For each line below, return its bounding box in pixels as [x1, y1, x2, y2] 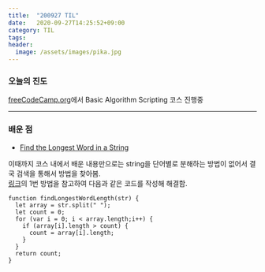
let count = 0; [15, 208, 65, 216]
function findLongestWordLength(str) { [8, 194, 140, 202]
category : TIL [8, 26, 55, 34]
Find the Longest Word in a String [19, 143, 129, 152]
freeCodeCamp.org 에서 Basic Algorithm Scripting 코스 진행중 [8, 95, 203, 105]
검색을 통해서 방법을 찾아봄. [16, 169, 101, 178]
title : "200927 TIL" [8, 11, 80, 20]
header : [8, 41, 34, 49]
